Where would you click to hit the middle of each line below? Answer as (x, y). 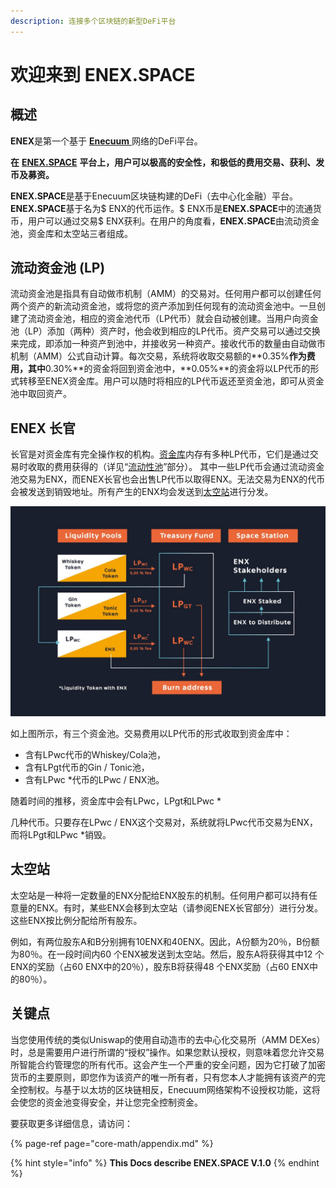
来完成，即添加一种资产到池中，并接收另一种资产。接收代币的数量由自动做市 (168, 344)
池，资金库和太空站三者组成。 (71, 233)
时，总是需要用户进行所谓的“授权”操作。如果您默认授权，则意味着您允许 (159, 1052)
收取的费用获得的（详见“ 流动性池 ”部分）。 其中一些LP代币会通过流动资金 (176, 467)
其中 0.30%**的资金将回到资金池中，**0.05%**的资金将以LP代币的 (169, 369)
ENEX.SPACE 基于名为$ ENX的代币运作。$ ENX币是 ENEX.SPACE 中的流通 (161, 208)
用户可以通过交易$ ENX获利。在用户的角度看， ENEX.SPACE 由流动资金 (173, 221)
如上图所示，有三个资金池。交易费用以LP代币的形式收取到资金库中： (151, 733)
